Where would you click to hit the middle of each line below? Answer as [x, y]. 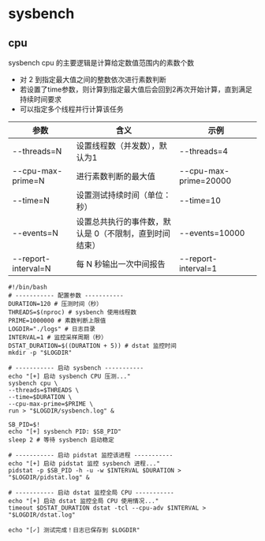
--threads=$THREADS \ [44, 390]
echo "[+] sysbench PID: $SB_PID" [65, 431]
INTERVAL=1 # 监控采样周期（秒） [58, 338]
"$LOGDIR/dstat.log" [42, 515]
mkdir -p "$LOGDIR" [40, 353]
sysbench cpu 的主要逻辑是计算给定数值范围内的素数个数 [101, 63]
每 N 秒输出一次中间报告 [121, 264]
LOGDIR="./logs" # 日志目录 [52, 329]
